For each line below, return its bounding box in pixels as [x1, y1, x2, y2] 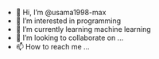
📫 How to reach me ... [15, 42, 90, 51]
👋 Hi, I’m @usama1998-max [15, 8, 107, 17]
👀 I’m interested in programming [15, 16, 122, 26]
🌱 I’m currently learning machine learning [15, 25, 151, 33]
